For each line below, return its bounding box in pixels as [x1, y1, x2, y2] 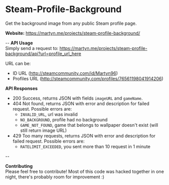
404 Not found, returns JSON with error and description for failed [12, 100, 150, 107]
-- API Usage [5, 39, 33, 46]
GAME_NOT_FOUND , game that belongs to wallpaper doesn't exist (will [20, 122, 158, 128]
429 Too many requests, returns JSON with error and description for [12, 132, 156, 138]
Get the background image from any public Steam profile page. [5, 20, 137, 26]
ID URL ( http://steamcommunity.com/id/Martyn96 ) [12, 70, 118, 76]
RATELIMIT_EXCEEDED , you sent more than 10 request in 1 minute [20, 143, 151, 150]
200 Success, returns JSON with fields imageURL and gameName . [12, 95, 143, 101]
